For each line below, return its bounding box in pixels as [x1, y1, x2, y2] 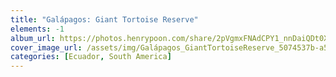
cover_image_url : [10, 42, 83, 53]
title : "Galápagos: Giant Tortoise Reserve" [10, 14, 199, 25]
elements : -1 [10, 24, 65, 34]
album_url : [10, 33, 56, 43]
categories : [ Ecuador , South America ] [10, 52, 172, 62]
